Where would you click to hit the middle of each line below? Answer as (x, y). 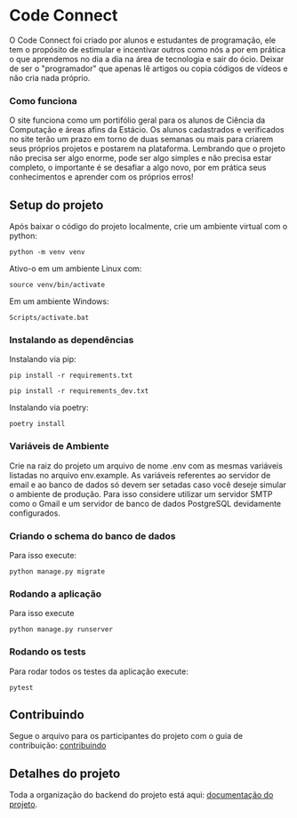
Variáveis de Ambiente (59, 446)
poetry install (37, 424)
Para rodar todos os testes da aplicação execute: (99, 671)
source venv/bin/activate (57, 285)
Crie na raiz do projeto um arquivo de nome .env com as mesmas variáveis (146, 465)
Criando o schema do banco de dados (92, 536)
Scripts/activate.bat (49, 318)
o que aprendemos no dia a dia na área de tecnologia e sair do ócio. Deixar (147, 59)
